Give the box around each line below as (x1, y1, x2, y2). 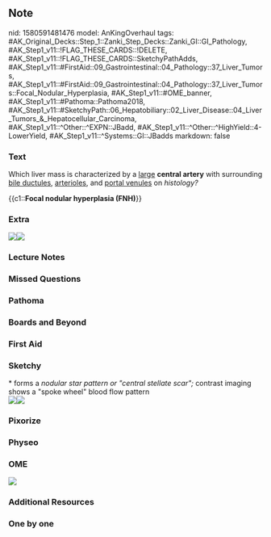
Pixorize (8, 415, 42, 426)
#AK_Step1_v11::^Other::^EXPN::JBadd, (8, 122, 136, 132)
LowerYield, (8, 131, 48, 141)
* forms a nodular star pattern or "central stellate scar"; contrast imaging (8, 379, 252, 388)
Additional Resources (8, 497, 94, 508)
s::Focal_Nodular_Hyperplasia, (8, 88, 110, 98)
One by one (8, 518, 55, 530)
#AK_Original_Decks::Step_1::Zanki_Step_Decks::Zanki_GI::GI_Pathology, (8, 36, 248, 46)
